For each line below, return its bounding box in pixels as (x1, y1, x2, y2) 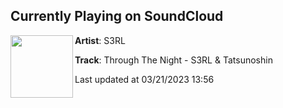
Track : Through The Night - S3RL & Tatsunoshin (74, 54, 273, 66)
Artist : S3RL (74, 34, 126, 46)
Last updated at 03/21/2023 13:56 (74, 73, 215, 85)
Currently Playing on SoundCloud (10, 8, 224, 25)
